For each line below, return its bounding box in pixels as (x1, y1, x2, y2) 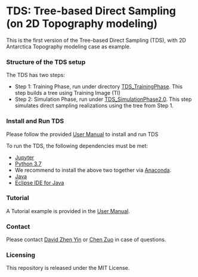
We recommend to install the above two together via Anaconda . (14, 166, 172, 174)
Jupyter (14, 153, 35, 161)
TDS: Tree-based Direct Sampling (6, 4, 176, 18)
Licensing (6, 251, 36, 259)
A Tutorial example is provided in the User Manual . (6, 207, 130, 214)
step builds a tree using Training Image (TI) (14, 90, 121, 97)
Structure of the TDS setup (6, 58, 86, 66)
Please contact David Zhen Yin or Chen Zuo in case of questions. (6, 236, 166, 243)
